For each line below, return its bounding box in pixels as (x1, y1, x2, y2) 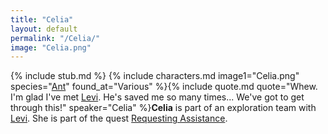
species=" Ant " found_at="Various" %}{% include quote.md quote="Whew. (10, 81, 318, 93)
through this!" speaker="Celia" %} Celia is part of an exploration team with (10, 102, 317, 114)
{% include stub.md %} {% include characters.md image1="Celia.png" (10, 70, 300, 82)
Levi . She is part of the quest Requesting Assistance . (10, 112, 228, 125)
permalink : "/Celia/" (10, 33, 101, 43)
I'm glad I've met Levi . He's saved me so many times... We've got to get (10, 91, 305, 103)
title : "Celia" (10, 14, 74, 25)
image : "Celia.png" (10, 42, 92, 53)
